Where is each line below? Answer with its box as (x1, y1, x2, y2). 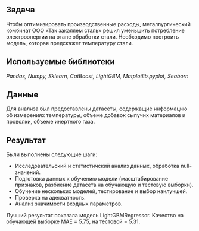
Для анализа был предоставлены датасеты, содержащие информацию (6, 105, 188, 112)
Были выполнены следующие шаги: (6, 151, 97, 158)
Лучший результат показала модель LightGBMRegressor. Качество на (6, 212, 184, 219)
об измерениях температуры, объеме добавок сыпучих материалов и (6, 112, 186, 119)
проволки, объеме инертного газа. (6, 118, 95, 125)
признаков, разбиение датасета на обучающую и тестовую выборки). (14, 181, 194, 189)
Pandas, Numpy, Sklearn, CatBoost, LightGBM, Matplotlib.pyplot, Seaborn (6, 72, 189, 80)
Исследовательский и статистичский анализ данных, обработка (14, 163, 180, 170)
